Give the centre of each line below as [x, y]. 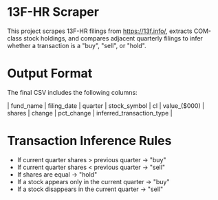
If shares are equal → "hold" [57, 174]
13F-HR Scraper [53, 12]
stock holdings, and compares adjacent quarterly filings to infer [113, 38]
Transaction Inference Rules [89, 141]
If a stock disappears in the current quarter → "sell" [90, 189]
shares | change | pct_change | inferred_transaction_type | [90, 113]
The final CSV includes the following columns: [72, 92]
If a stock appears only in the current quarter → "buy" [93, 181]
